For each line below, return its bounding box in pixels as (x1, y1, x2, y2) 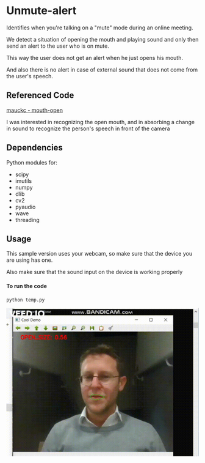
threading (15, 216, 40, 223)
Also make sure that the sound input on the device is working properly (6, 269, 183, 276)
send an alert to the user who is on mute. (6, 42, 110, 50)
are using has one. (6, 256, 53, 264)
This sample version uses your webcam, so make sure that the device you (6, 250, 193, 257)
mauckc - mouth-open (6, 106, 63, 114)
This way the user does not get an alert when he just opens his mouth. (6, 54, 183, 61)
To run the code (6, 282, 48, 289)
